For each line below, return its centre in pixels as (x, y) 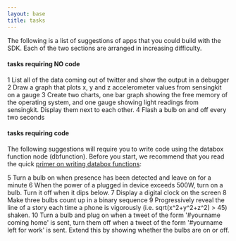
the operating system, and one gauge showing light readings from (103, 102)
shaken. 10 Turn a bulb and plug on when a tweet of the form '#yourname (114, 215)
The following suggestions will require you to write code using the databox (116, 149)
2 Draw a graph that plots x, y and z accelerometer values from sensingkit (114, 87)
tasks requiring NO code (44, 64)
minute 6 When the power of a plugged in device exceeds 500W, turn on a (115, 185)
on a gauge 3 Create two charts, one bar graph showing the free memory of (118, 94)
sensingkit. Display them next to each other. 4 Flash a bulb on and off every (117, 109)
